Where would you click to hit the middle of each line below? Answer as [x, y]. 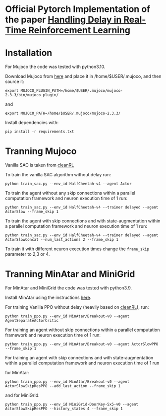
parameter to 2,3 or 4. [28, 254]
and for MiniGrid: [22, 395]
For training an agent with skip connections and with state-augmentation [79, 358]
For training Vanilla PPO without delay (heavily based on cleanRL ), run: [77, 307]
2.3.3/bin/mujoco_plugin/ [32, 95]
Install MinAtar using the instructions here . [48, 297]
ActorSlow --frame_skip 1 [32, 212]
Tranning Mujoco [41, 151]
